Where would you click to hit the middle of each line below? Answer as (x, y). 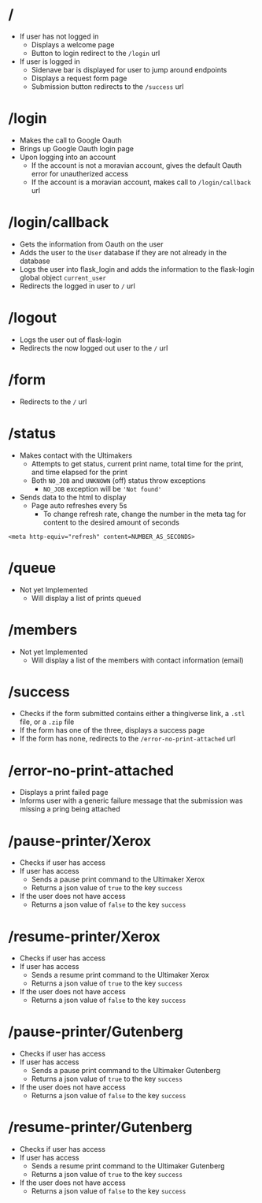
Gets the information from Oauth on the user (91, 244)
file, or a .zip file (47, 722)
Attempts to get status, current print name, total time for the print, (137, 463)
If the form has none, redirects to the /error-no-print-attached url (127, 739)
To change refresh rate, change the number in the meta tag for (144, 514)
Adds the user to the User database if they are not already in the (123, 252)
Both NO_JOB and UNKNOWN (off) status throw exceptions (118, 480)
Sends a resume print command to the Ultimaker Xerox (120, 975)
